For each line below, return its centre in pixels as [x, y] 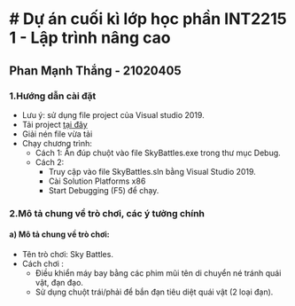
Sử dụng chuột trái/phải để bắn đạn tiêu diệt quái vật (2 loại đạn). [154, 292]
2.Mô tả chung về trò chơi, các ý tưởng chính [107, 213]
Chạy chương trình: [57, 143]
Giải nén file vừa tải [57, 134]
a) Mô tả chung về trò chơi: [60, 234]
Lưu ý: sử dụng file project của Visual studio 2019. [113, 114]
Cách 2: [50, 162]
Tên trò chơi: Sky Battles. [67, 254]
